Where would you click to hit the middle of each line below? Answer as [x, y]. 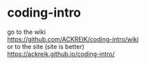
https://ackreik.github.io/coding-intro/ [61, 54]
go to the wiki [27, 32]
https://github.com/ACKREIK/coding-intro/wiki [73, 39]
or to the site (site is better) [46, 46]
